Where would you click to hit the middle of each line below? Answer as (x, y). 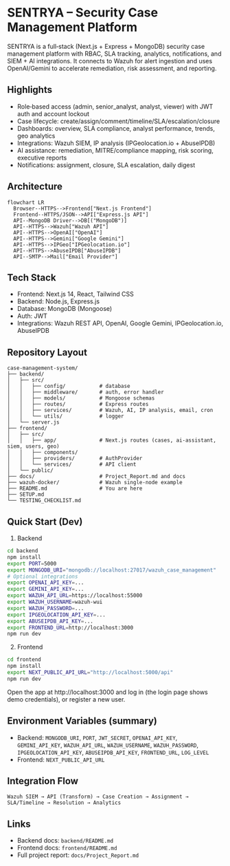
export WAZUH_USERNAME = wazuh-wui (55, 602)
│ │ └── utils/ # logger (66, 416)
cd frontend (24, 660)
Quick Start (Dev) (45, 522)
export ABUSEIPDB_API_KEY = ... (50, 621)
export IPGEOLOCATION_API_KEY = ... (57, 615)
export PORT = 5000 (32, 563)
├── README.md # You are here (75, 489)
